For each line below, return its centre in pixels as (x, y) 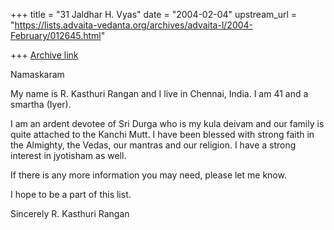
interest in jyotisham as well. (68, 155)
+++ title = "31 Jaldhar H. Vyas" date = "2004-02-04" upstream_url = (154, 14)
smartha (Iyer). (41, 104)
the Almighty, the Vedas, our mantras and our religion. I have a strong (153, 145)
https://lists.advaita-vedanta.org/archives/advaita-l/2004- (134, 25)
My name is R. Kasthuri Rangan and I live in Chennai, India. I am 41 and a (159, 93)
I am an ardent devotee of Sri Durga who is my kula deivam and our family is (167, 123)
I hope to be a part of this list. (71, 194)
